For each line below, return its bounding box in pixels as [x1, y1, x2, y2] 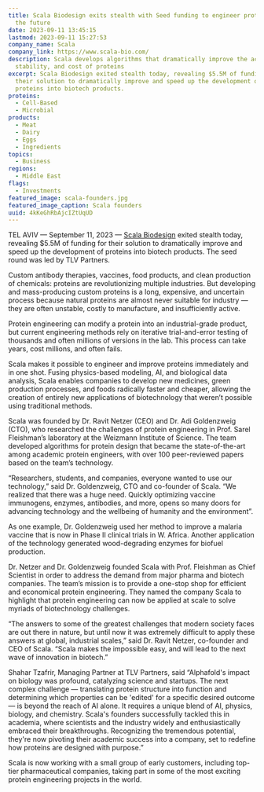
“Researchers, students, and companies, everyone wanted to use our [8, 473, 233, 483]
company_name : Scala [8, 41, 76, 49]
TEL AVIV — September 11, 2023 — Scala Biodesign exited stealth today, [8, 230, 244, 240]
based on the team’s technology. [8, 458, 114, 467]
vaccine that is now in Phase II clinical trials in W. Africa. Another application [8, 530, 255, 540]
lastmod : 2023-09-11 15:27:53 [8, 33, 108, 42]
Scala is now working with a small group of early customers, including [8, 758, 235, 768]
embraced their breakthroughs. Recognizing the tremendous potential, [8, 726, 236, 735]
